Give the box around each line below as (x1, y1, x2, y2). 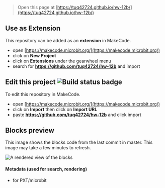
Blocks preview (5, 126, 54, 135)
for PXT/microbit (12, 177, 47, 183)
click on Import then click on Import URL (12, 106, 98, 112)
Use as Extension (5, 24, 61, 33)
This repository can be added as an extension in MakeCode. (5, 37, 131, 43)
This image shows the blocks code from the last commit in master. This (5, 139, 153, 145)
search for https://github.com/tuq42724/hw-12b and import (12, 63, 140, 69)
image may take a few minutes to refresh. (5, 145, 91, 151)
